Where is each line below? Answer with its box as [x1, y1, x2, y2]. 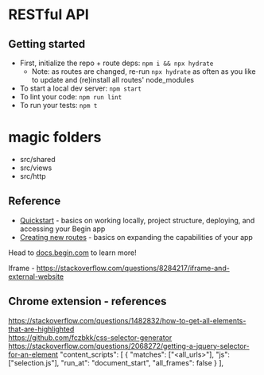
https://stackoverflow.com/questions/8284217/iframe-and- [36, 263, 231, 273]
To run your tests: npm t [19, 101, 98, 110]
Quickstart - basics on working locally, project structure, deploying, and [19, 215, 255, 225]
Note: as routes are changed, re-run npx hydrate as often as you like [31, 67, 256, 76]
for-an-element [8, 350, 58, 359]
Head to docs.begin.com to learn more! [8, 248, 137, 257]
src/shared [19, 154, 56, 164]
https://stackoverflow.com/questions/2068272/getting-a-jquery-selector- [8, 341, 250, 350]
